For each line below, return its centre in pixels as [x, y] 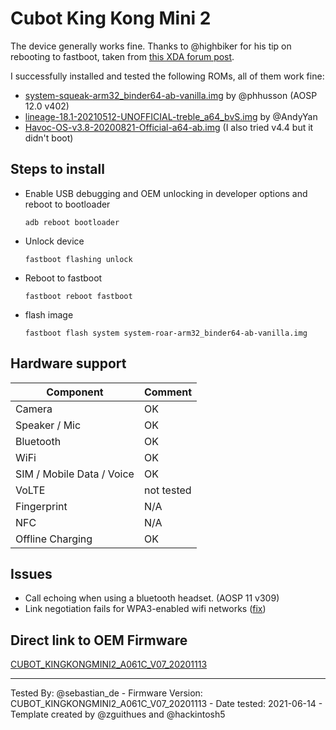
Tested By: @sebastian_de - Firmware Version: [106, 693]
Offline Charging [54, 539]
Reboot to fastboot [63, 278]
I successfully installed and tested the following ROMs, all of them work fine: [167, 76]
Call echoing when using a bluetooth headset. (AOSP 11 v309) [152, 598]
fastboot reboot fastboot [78, 296]
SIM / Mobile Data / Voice [75, 474]
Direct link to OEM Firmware [99, 640]
